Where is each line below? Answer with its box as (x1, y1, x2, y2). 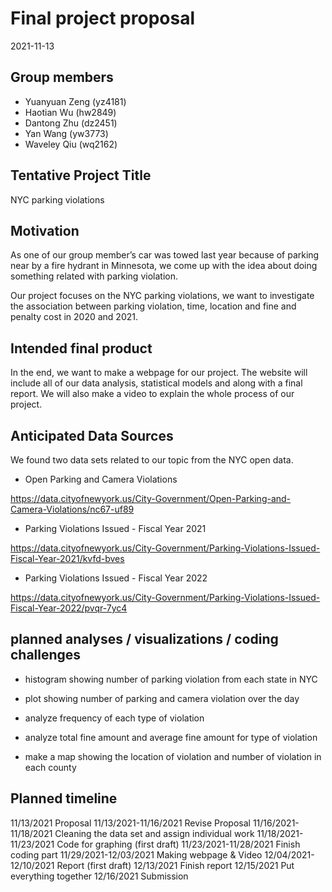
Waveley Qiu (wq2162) (24, 138, 118, 150)
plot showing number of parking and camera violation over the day (24, 692, 300, 704)
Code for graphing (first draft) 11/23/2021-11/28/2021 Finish (56, 838, 301, 850)
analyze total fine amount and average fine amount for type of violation (24, 731, 318, 743)
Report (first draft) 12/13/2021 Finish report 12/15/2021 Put (56, 859, 295, 871)
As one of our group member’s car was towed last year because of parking (10, 249, 320, 261)
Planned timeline (10, 790, 118, 807)
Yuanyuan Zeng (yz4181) (24, 95, 127, 107)
